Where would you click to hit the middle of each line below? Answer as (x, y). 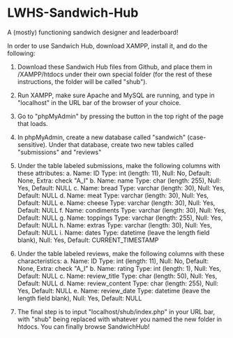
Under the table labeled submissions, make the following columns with (119, 165)
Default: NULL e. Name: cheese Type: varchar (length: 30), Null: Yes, (116, 203)
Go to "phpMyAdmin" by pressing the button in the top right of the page (120, 116)
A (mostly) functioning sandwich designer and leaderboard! (93, 32)
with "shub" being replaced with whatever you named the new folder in (119, 319)
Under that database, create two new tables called (121, 144)
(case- (197, 137)
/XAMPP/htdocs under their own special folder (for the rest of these (115, 74)
